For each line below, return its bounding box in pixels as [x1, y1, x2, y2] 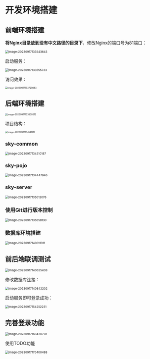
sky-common [5, 140, 38, 147]
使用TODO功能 [5, 340, 36, 346]
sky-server [5, 184, 33, 191]
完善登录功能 [5, 318, 45, 327]
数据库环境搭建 [5, 229, 41, 236]
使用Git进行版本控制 [5, 206, 53, 213]
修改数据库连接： [5, 277, 40, 283]
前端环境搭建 [5, 26, 45, 34]
